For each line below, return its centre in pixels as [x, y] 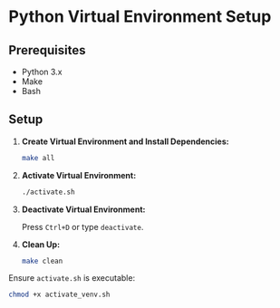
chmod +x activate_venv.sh [59, 295]
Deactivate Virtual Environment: [83, 209]
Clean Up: [41, 244]
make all [38, 158]
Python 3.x [42, 72]
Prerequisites [47, 50]
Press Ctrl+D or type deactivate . [82, 226]
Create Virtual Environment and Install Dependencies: [125, 141]
